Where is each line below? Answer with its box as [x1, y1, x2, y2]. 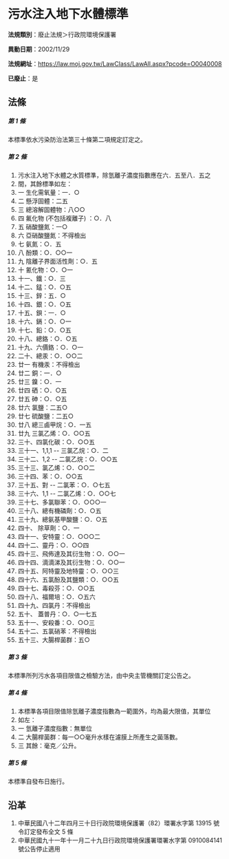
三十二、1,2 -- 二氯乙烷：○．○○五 [17, 455, 118, 463]
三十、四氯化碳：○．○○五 [17, 438, 96, 446]
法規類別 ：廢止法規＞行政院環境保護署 [8, 30, 116, 39]
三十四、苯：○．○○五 [17, 472, 83, 480]
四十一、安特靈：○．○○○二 [17, 533, 100, 541]
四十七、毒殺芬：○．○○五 [17, 584, 96, 593]
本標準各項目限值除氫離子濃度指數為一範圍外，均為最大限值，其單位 [17, 707, 211, 716]
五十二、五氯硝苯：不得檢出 [17, 627, 97, 635]
